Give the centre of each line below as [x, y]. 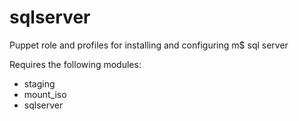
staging [39, 83]
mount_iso [45, 94]
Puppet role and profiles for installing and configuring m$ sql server [149, 45]
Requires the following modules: [75, 64]
